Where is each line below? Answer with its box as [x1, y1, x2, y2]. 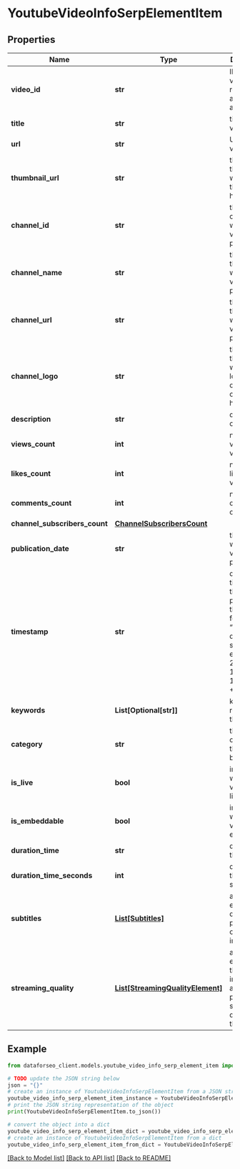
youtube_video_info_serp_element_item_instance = [7, 1095, 159, 1102]
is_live [11, 777, 34, 787]
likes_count [11, 469, 51, 478]
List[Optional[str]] [114, 705, 178, 715]
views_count [11, 439, 56, 449]
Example [7, 1043, 47, 1055]
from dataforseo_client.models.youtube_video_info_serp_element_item [7, 1062, 219, 1069]
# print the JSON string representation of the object [7, 1102, 174, 1109]
